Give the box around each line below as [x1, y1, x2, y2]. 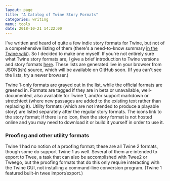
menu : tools [5, 21, 30, 27]
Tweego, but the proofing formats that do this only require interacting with [5, 159, 160, 165]
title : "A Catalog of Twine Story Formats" [5, 12, 99, 17]
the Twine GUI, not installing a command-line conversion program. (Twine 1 [5, 165, 162, 171]
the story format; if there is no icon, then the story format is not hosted [5, 114, 153, 120]
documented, [5, 93, 33, 99]
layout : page [5, 7, 33, 13]
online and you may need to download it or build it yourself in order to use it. [5, 119, 164, 126]
